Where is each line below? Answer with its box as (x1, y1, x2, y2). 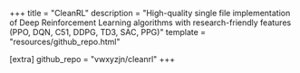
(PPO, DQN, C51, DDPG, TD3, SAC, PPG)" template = (9, 27, 207, 37)
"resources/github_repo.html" (9, 36, 121, 47)
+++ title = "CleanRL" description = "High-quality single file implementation (9, 8, 291, 18)
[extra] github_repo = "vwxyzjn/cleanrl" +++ (9, 54, 176, 64)
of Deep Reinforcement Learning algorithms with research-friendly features (9, 17, 292, 28)
